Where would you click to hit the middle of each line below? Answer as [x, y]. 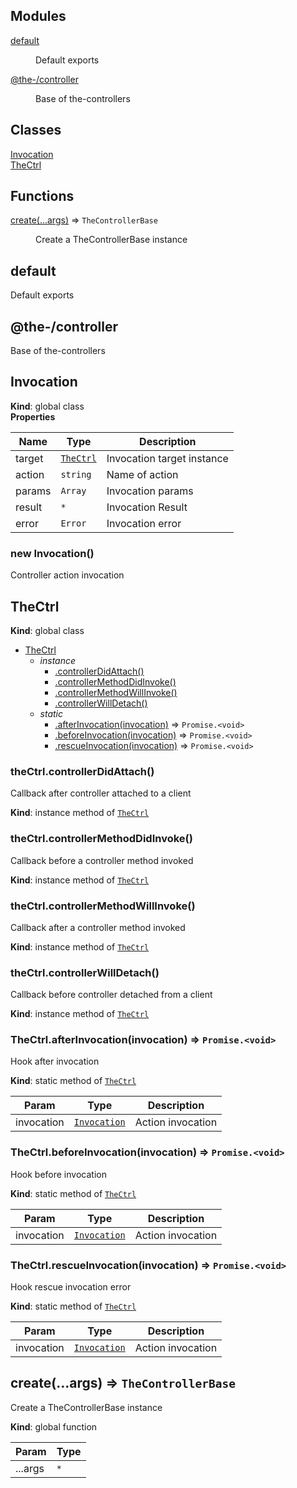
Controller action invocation [67, 575]
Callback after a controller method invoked [98, 927]
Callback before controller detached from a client [111, 995]
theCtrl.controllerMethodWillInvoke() [103, 906]
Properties [33, 416]
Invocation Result [147, 507]
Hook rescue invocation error [71, 1287]
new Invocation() [52, 553]
